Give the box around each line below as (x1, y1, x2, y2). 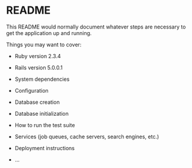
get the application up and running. (6, 29, 92, 36)
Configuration (14, 87, 49, 94)
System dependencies (14, 75, 70, 83)
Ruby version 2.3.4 (14, 52, 61, 59)
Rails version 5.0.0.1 (14, 64, 63, 71)
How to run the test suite (14, 121, 75, 128)
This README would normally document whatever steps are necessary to (6, 23, 186, 30)
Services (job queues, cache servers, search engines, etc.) (14, 133, 159, 140)
